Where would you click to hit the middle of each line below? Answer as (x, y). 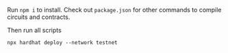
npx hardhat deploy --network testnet (62, 43)
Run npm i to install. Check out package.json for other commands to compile (114, 10)
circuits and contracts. (39, 17)
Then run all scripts (34, 30)
